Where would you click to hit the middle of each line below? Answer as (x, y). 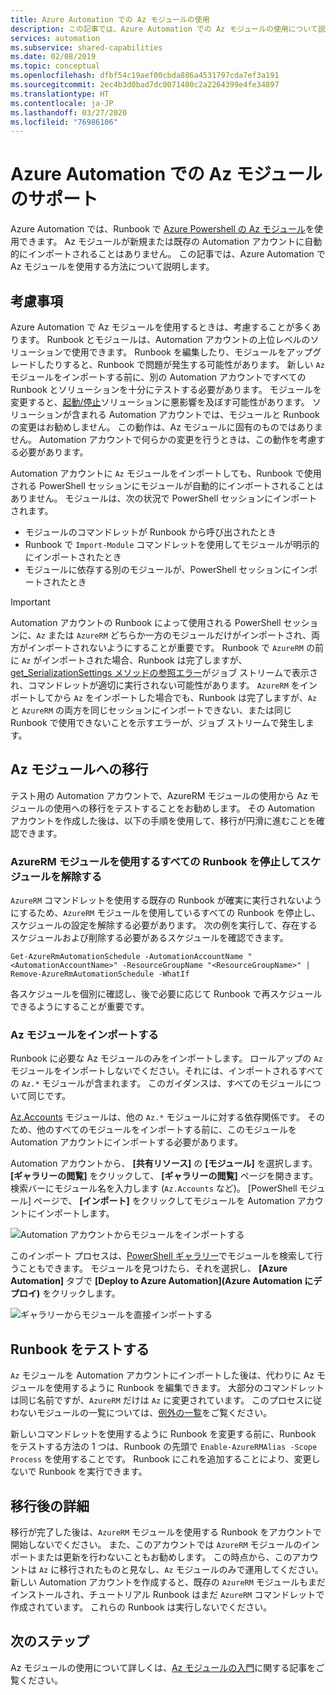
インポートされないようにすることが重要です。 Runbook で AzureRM (166, 647)
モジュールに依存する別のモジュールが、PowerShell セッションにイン (167, 569)
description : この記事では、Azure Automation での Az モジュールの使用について (164, 29)
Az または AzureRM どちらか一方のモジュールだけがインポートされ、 (174, 635)
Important (30, 602)
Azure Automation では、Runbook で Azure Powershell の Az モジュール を (162, 229)
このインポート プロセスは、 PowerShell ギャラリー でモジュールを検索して (162, 1256)
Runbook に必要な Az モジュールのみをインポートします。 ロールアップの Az (166, 1058)
